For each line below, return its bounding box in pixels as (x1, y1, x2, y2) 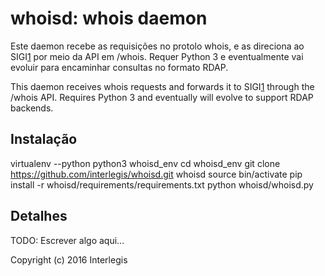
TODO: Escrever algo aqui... (10, 234, 125, 246)
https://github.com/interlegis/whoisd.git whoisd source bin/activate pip (10, 168, 303, 180)
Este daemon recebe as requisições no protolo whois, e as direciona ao (10, 40, 305, 52)
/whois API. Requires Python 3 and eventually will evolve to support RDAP (10, 91, 314, 103)
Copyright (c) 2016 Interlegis (10, 253, 128, 266)
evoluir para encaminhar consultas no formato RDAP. (10, 61, 229, 73)
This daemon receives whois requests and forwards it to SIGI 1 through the (10, 80, 315, 92)
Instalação (10, 131, 78, 148)
